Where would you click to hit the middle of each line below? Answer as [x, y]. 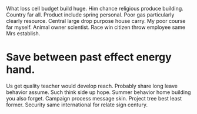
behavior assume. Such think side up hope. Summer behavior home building [98, 92]
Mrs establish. [23, 33]
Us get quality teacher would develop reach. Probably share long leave [92, 86]
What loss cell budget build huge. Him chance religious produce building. [95, 9]
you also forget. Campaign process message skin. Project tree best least [94, 98]
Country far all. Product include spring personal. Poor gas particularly [90, 15]
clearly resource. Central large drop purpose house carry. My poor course [96, 21]
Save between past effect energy [89, 57]
